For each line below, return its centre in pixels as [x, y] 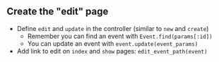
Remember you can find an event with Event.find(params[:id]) [120, 36]
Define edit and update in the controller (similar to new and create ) [113, 28]
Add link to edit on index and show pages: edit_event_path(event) [112, 51]
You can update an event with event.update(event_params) [113, 43]
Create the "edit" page [58, 12]
